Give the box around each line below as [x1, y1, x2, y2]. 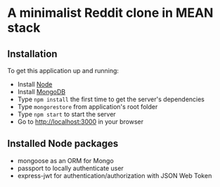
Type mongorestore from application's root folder [17, 103, 158, 110]
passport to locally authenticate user [17, 164, 124, 172]
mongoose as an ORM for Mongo [17, 156, 114, 165]
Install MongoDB [17, 88, 66, 96]
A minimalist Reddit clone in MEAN [7, 5, 214, 21]
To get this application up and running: [7, 67, 119, 75]
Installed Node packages [7, 138, 119, 150]
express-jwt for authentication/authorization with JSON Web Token [17, 171, 212, 180]
